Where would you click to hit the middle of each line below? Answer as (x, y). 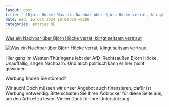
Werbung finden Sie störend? (36, 78)
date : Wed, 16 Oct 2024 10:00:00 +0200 (47, 19)
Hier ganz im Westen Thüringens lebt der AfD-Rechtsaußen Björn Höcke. (82, 58)
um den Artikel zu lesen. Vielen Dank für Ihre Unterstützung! (68, 99)
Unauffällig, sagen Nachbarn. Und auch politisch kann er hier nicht (75, 63)
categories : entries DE (30, 24)
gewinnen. (16, 69)
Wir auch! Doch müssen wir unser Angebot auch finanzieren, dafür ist (78, 88)
